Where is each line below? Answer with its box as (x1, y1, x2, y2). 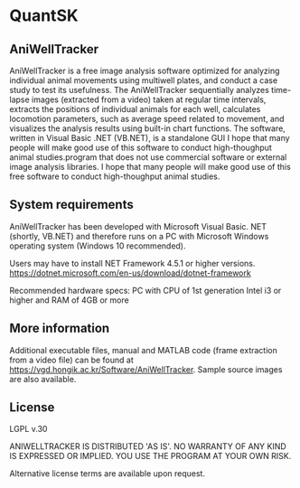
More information (9, 321, 110, 336)
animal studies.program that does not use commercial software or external (9, 152, 287, 163)
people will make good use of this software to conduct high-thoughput (9, 142, 273, 153)
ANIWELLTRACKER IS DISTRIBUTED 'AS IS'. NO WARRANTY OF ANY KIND (9, 441, 286, 452)
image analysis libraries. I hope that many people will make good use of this (9, 162, 291, 172)
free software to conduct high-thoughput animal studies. (9, 171, 220, 182)
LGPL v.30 (9, 424, 48, 435)
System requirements (9, 197, 134, 212)
